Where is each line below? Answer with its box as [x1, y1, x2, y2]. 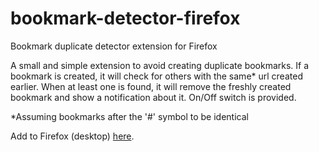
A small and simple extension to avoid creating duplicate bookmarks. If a [10, 59, 310, 71]
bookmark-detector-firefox [10, 7, 241, 30]
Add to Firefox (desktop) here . [10, 130, 135, 142]
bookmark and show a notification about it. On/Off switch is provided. [10, 91, 297, 103]
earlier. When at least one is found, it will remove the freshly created [10, 80, 292, 92]
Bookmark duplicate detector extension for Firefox [10, 40, 218, 52]
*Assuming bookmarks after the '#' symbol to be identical [10, 110, 249, 122]
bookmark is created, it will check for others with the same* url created [10, 70, 303, 82]
